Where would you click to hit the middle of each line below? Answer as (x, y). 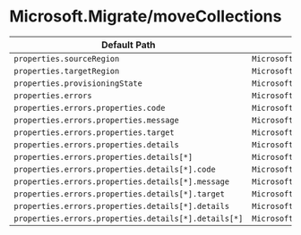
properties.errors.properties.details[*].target (120, 193)
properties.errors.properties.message (96, 120)
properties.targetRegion (67, 71)
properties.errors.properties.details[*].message (122, 181)
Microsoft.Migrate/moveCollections (146, 17)
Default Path (129, 45)
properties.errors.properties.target (94, 132)
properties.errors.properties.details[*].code (115, 169)
